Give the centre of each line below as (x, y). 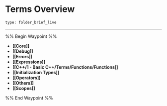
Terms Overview (40, 9)
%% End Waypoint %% (29, 98)
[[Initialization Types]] (36, 72)
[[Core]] (21, 46)
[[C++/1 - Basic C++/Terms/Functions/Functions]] (65, 67)
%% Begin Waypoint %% (31, 36)
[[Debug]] (23, 51)
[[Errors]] (22, 56)
